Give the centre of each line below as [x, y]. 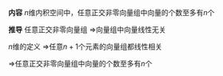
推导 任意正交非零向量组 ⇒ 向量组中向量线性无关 [87, 30]
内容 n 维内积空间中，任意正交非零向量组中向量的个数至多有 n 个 [111, 12]
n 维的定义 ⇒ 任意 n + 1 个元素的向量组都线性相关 [85, 46]
